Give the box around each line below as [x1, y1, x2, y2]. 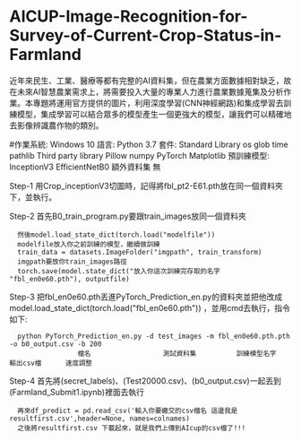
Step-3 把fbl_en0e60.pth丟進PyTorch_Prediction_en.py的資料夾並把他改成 [9, 291, 283, 302]
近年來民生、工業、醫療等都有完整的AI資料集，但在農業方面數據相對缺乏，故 [9, 74, 292, 86]
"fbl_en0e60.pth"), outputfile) [9, 274, 130, 283]
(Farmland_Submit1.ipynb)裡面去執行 [9, 386, 145, 397]
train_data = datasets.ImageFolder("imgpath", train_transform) [17, 247, 262, 256]
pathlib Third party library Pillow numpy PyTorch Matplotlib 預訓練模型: [9, 150, 271, 160]
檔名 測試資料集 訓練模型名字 [77, 349, 277, 358]
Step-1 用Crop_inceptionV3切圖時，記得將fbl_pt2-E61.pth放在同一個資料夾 [9, 180, 284, 191]
